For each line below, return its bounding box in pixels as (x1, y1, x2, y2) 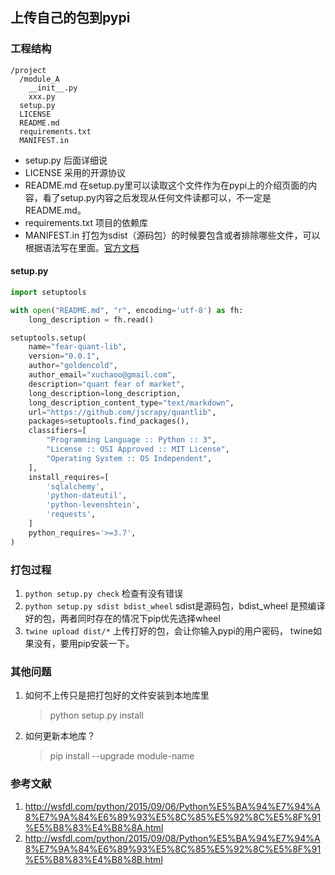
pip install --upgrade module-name (49, 750, 195, 762)
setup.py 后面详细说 (24, 154, 108, 166)
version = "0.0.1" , (28, 351, 101, 362)
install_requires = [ (28, 472, 110, 482)
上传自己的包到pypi (10, 9, 131, 27)
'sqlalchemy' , (46, 481, 105, 492)
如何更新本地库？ (24, 730, 96, 742)
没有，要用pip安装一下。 (33, 637, 135, 649)
